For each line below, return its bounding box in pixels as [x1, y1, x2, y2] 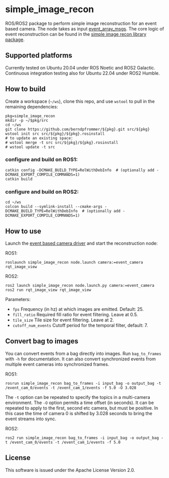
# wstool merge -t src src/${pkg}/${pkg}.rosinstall [5, 140, 119, 145]
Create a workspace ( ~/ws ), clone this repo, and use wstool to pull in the [5, 98, 155, 104]
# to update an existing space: [5, 135, 73, 140]
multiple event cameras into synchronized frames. [5, 361, 109, 367]
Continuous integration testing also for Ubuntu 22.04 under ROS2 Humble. [5, 70, 160, 76]
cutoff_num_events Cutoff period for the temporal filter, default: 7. [12, 322, 148, 328]
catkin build [5, 176, 33, 181]
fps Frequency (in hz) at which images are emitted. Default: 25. [12, 306, 144, 312]
